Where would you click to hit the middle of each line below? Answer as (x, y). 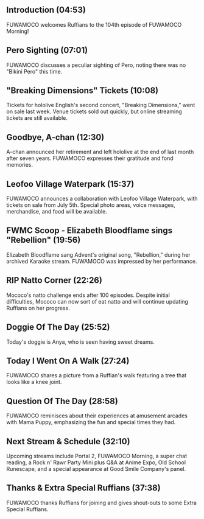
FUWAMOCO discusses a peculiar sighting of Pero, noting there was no (96, 65)
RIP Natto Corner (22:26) (54, 280)
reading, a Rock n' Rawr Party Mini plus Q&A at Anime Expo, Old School (96, 462)
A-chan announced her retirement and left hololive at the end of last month (100, 152)
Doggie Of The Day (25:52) (58, 327)
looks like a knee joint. (34, 382)
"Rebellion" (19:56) (44, 240)
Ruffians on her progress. (38, 308)
